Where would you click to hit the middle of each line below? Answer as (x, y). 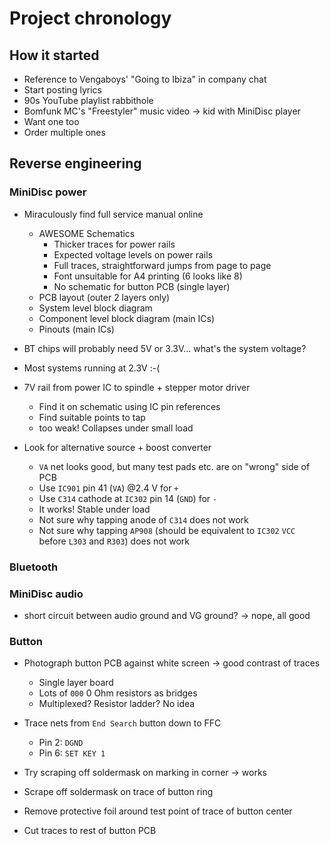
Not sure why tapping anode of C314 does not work (143, 519)
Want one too (51, 121)
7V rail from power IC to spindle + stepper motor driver (137, 387)
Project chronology (90, 18)
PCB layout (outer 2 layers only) (104, 297)
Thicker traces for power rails (114, 244)
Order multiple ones (64, 132)
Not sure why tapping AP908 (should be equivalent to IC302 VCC (167, 530)
